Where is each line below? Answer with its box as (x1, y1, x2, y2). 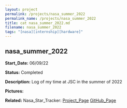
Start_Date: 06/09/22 (5, 60, 49, 66)
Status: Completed (5, 69, 43, 75)
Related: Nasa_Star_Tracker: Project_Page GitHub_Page (5, 97, 116, 103)
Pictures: (5, 88, 24, 94)
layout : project (5, 7, 38, 12)
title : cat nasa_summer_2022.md (5, 20, 70, 26)
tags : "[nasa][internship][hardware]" (5, 29, 83, 34)
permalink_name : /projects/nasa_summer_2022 (5, 16, 96, 21)
